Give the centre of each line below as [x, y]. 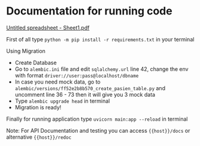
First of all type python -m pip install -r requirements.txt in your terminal [100, 39]
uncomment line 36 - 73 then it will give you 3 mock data [85, 94]
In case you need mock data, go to [57, 82]
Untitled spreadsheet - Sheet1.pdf [48, 28]
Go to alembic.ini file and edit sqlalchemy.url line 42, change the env [101, 69]
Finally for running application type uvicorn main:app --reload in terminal [97, 119]
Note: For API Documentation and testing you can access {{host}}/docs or [98, 130]
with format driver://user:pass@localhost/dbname [77, 75]
